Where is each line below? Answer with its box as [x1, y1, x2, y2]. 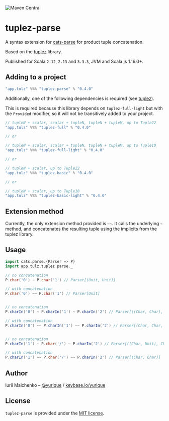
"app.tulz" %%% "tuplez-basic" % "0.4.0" [5, 170, 94, 175]
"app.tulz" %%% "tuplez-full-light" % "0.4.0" [5, 148, 105, 153]
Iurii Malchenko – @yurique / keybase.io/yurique [5, 382, 106, 388]
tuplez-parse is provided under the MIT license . [5, 410, 105, 416]
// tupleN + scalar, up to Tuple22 [5, 166, 80, 171]
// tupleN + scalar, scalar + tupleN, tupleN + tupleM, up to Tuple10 [5, 143, 156, 148]
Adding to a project [5, 73, 66, 81]
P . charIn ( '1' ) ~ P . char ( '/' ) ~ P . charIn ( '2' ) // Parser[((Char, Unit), [5, 341, 159, 346]
